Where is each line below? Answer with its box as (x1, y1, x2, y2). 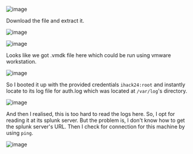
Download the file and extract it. (6, 17, 84, 24)
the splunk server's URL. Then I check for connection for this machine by (6, 123, 185, 130)
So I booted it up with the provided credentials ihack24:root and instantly (6, 81, 186, 88)
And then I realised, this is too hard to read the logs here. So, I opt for (6, 111, 175, 117)
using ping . (6, 130, 34, 136)
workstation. (6, 58, 37, 65)
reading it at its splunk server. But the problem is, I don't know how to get (6, 117, 185, 124)
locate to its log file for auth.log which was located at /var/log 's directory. (6, 87, 188, 95)
